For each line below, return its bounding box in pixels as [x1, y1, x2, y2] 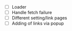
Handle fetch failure [11, 10, 52, 15]
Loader [11, 4, 27, 10]
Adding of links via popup [11, 20, 64, 26]
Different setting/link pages [11, 15, 68, 21]
